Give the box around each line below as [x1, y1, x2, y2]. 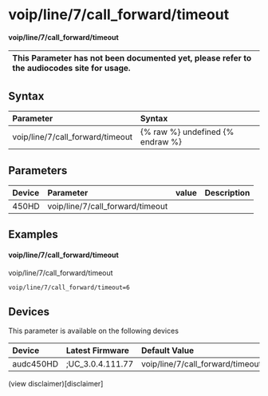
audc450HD [12, 358, 58, 370]
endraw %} [140, 137, 182, 148]
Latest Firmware [65, 345, 130, 356]
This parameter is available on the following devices [8, 326, 179, 336]
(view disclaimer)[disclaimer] [8, 379, 104, 389]
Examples [8, 228, 58, 241]
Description [204, 188, 250, 199]
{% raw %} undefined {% [140, 126, 235, 137]
